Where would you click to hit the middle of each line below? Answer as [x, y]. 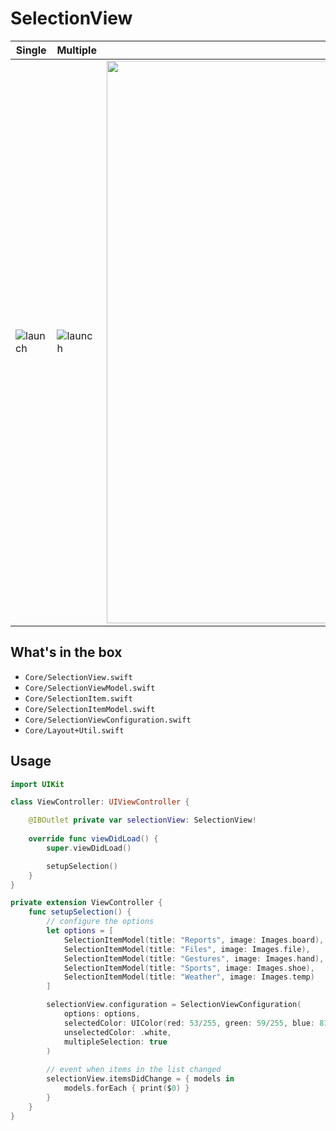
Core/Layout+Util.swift [74, 730]
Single [31, 50]
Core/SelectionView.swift [78, 677]
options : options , [102, 1014]
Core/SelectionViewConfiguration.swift [108, 720]
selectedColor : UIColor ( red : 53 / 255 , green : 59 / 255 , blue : [189, 1023]
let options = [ [80, 931]
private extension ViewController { [86, 903]
